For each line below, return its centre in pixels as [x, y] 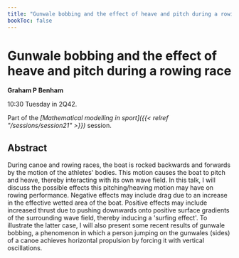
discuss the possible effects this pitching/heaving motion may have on [111, 188]
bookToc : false [30, 21]
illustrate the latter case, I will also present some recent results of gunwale [116, 225]
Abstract [27, 147]
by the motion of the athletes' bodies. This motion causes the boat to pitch [116, 173]
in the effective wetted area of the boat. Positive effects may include [107, 203]
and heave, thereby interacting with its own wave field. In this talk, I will [111, 180]
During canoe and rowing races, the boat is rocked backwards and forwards [119, 165]
